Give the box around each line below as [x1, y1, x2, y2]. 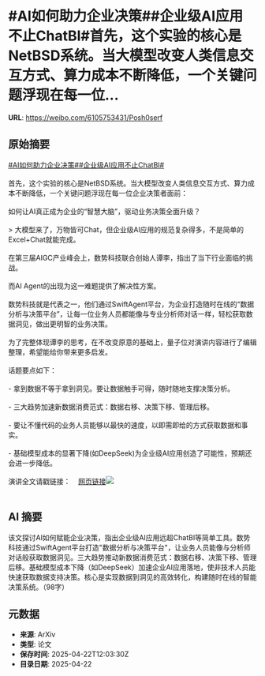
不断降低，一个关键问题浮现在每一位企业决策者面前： [14, 188, 188, 197]
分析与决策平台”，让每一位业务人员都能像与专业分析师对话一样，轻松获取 [8, 309, 247, 318]
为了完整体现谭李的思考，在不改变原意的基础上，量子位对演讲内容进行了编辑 [8, 337, 257, 347]
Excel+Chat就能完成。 [8, 235, 80, 244]
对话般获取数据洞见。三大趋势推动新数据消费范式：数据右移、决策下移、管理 [8, 552, 257, 561]
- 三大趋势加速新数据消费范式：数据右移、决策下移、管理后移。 [8, 402, 215, 411]
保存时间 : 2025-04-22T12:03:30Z [19, 649, 129, 659]
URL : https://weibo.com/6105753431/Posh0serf [8, 112, 163, 122]
